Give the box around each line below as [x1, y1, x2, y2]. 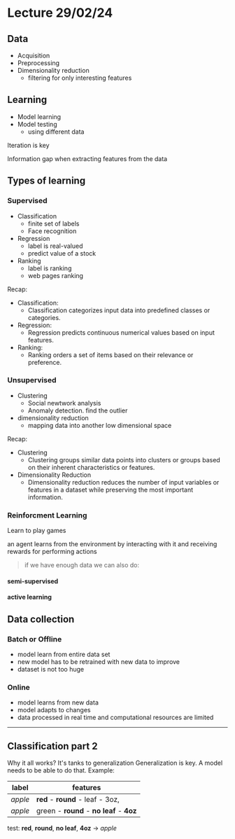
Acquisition [17, 51, 50, 60]
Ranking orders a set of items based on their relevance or [27, 350, 194, 359]
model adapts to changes [17, 706, 91, 714]
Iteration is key [7, 141, 50, 149]
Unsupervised [7, 375, 57, 385]
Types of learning [7, 175, 86, 187]
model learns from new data [17, 698, 99, 707]
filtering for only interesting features [27, 74, 132, 82]
